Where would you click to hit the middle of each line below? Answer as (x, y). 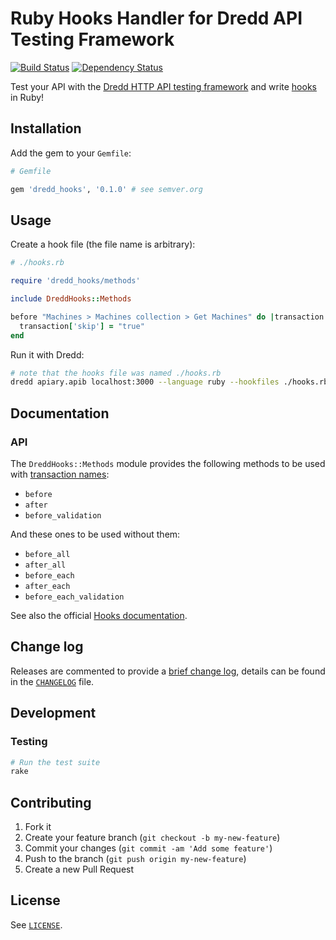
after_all (45, 565)
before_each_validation (74, 597)
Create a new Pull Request (79, 869)
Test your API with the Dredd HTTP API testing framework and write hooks (163, 86)
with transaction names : (60, 474)
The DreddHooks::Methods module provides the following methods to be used (168, 463)
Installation (46, 128)
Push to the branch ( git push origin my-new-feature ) (135, 859)
